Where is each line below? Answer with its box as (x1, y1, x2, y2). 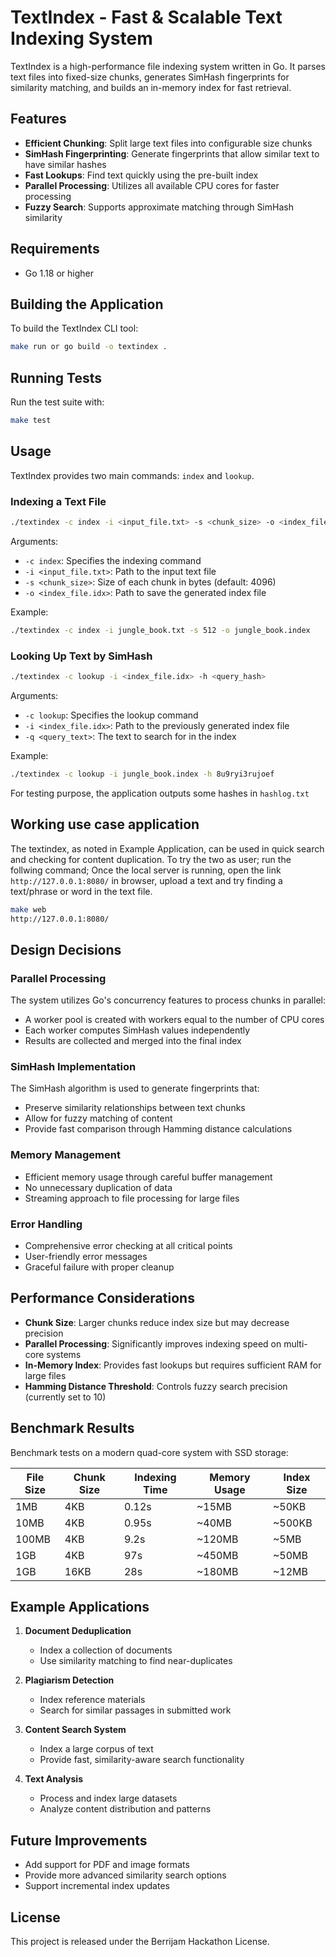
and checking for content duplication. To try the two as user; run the (10, 853, 292, 865)
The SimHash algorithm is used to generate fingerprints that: (10, 1082, 260, 1095)
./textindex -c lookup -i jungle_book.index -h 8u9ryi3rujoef (10, 769, 275, 779)
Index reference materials (39, 1694, 146, 1706)
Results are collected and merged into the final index (24, 1035, 242, 1047)
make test (10, 416, 52, 426)
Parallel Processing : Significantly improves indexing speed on (24, 1337, 282, 1350)
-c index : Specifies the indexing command (24, 554, 202, 566)
